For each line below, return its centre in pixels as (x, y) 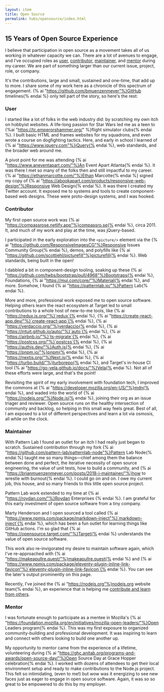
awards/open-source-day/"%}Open (41, 658)
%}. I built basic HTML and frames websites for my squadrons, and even (78, 135)
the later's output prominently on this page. (48, 575)
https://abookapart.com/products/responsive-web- (94, 181)
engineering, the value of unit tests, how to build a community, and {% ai (78, 468)
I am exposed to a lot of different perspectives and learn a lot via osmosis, (80, 413)
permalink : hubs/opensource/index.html (46, 19)
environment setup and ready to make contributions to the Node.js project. (80, 669)
